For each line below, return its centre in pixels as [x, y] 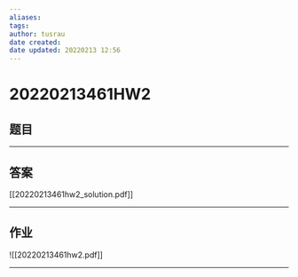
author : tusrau [37, 34]
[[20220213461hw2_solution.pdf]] [71, 194]
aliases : [25, 17]
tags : [19, 26]
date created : [35, 42]
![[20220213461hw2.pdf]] [56, 255]
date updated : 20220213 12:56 [65, 51]
